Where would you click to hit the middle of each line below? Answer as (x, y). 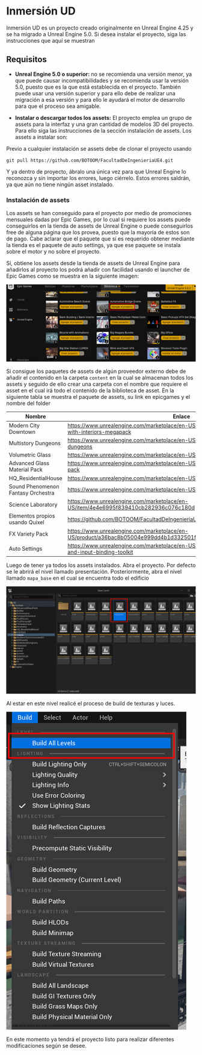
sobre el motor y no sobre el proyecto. (54, 252)
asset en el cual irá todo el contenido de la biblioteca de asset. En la (90, 390)
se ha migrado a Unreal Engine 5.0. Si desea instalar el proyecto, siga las (96, 34)
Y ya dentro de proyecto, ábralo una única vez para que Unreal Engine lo (96, 171)
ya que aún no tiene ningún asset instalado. (60, 184)
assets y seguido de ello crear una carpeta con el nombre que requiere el (97, 384)
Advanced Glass (29, 463)
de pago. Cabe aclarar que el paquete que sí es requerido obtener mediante (100, 239)
